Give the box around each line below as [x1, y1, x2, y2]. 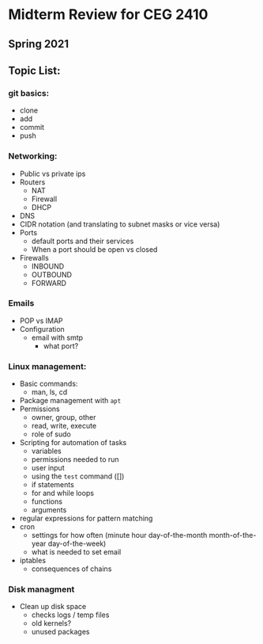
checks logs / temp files [31, 610, 110, 619]
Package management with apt [19, 396, 122, 406]
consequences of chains [31, 564, 112, 574]
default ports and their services [31, 236, 134, 246]
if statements [31, 480, 75, 490]
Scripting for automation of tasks [19, 438, 127, 448]
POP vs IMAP [19, 315, 63, 326]
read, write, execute [31, 421, 97, 431]
